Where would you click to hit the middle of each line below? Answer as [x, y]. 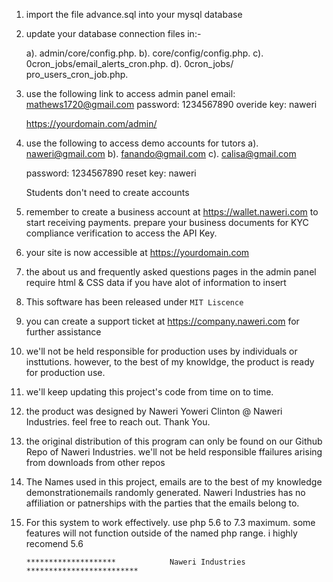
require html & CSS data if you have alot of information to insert [156, 282]
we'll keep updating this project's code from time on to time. [149, 392]
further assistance [63, 332]
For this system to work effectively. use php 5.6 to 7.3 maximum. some [170, 522]
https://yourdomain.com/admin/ [91, 123]
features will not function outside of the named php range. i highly [161, 533]
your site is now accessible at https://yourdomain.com [137, 252]
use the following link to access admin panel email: [130, 93]
